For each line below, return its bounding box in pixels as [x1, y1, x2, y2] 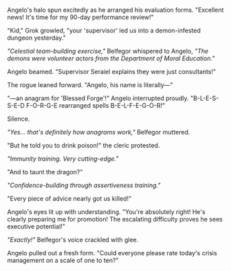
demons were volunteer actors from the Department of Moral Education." [7, 54, 215, 62]
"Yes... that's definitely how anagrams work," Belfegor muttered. [7, 128, 190, 136]
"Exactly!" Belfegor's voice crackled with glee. [7, 236, 139, 244]
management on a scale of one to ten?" [7, 257, 119, 264]
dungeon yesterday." [7, 34, 67, 42]
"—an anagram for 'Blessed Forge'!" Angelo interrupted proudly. [7, 94, 189, 102]
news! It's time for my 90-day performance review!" [7, 13, 155, 21]
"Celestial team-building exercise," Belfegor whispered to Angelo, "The [7, 47, 209, 55]
